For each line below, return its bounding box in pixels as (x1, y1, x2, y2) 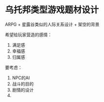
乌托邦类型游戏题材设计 (5, 4, 99, 16)
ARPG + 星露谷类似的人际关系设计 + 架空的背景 (5, 21, 100, 27)
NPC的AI (12, 75, 30, 81)
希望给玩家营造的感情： (5, 32, 52, 37)
